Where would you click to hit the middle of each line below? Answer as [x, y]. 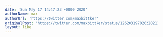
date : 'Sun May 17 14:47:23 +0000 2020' [47, 9]
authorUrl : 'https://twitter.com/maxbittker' [52, 18]
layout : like [18, 27]
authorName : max [21, 14]
